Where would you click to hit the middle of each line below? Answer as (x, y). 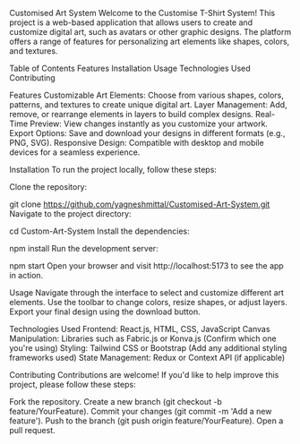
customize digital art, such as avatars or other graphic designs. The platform (150, 32)
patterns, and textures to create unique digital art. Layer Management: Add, (149, 105)
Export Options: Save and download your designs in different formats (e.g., (147, 133)
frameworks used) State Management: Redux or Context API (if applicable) (147, 358)
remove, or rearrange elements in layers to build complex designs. (131, 114)
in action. (26, 275)
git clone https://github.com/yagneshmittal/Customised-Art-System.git (140, 204)
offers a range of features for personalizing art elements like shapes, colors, (150, 41)
